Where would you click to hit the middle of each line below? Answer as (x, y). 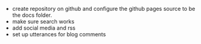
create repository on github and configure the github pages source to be (104, 9)
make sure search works (43, 21)
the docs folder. (32, 15)
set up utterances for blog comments (59, 34)
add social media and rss (44, 28)
